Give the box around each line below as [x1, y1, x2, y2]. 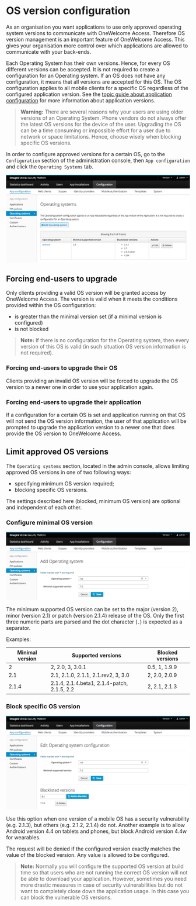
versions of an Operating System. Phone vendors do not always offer [20, 114, 187, 121]
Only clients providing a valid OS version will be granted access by [6, 290, 166, 297]
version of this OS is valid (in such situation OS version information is [20, 343, 187, 350]
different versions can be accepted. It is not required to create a [6, 66, 159, 73]
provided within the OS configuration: [6, 302, 96, 309]
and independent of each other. [6, 504, 82, 511]
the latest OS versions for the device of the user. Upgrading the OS [20, 120, 181, 128]
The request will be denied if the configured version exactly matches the [6, 845, 181, 852]
